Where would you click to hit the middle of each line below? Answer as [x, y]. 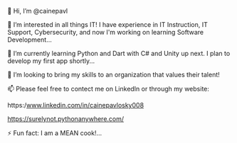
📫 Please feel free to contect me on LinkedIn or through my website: [109, 89]
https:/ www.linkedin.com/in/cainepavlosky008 [76, 105]
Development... [30, 40]
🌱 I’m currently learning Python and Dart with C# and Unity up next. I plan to [119, 53]
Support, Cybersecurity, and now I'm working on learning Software [106, 32]
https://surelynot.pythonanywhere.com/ [66, 119]
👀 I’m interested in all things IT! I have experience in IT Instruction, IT [107, 24]
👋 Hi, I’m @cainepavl [38, 11]
